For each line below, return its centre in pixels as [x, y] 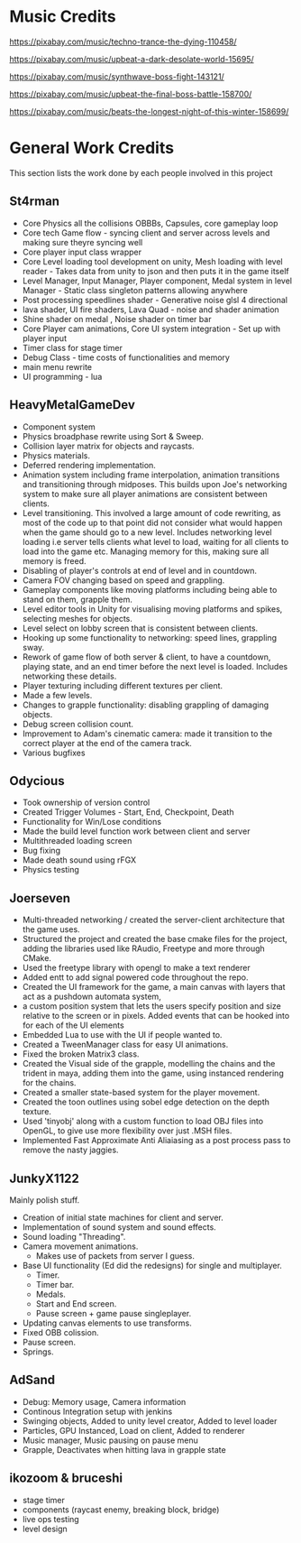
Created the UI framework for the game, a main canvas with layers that [154, 987]
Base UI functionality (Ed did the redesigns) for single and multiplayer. [152, 1265]
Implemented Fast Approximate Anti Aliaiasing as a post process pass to [156, 1141]
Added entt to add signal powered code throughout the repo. [135, 977]
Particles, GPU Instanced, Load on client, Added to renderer [133, 1430]
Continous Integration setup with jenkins [97, 1411]
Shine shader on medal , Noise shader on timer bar [117, 319]
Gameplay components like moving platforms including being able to [150, 589]
